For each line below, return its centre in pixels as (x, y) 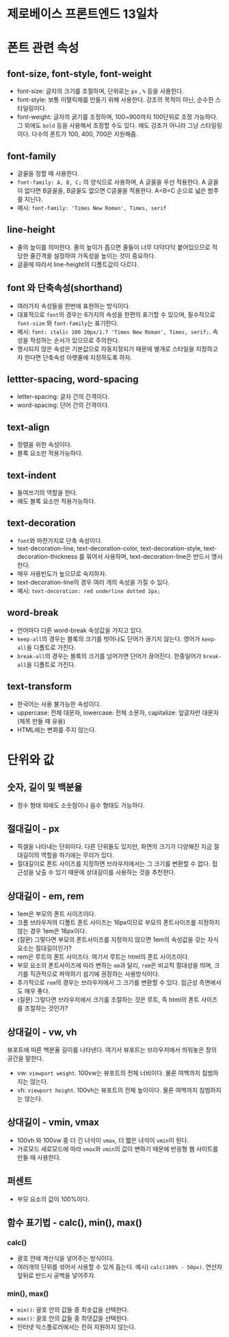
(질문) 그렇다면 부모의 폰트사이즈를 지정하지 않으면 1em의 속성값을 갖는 (111, 940)
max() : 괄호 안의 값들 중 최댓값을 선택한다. (73, 1318)
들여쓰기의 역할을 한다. (47, 493)
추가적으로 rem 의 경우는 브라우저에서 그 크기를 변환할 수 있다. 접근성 (107, 983)
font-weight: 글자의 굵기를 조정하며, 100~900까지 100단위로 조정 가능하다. (117, 117)
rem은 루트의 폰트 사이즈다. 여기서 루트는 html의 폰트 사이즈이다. (103, 957)
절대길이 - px (33, 829)
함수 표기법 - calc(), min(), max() (75, 1222)
